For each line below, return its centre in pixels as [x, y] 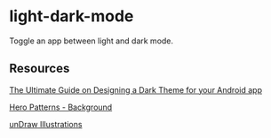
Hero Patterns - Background [61, 107]
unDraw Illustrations [46, 124]
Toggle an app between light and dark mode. [92, 41]
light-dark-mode [72, 16]
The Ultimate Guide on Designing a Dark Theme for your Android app [135, 89]
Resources [40, 69]
